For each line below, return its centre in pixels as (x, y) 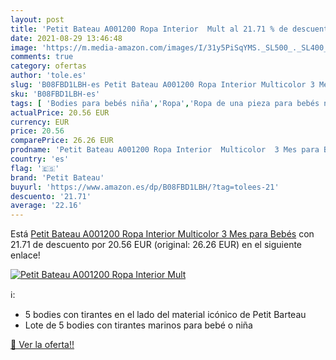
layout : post (37, 19)
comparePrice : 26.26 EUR (62, 141)
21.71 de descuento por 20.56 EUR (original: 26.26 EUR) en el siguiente (156, 245)
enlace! (25, 255)
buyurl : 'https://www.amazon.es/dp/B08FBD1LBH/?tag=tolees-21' (145, 187)
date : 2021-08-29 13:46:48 (66, 38)
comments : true (42, 57)
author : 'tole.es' (48, 76)
